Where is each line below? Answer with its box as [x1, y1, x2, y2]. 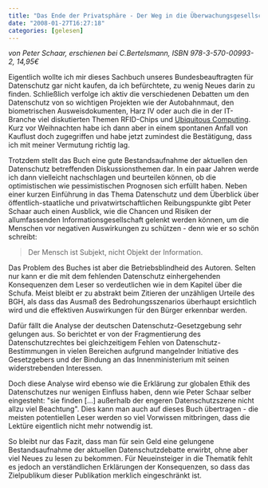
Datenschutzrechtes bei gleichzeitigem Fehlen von [8, 338, 175, 347]
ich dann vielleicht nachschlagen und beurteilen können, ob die [8, 173, 217, 182]
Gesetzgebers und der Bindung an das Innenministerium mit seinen [8, 355, 230, 364]
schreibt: [8, 232, 37, 242]
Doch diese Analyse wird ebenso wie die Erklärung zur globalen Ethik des [8, 379, 250, 388]
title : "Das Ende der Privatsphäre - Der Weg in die [8, 11, 187, 20]
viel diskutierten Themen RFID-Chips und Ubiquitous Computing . [37, 115, 251, 125]
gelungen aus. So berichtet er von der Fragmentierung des [8, 329, 201, 339]
